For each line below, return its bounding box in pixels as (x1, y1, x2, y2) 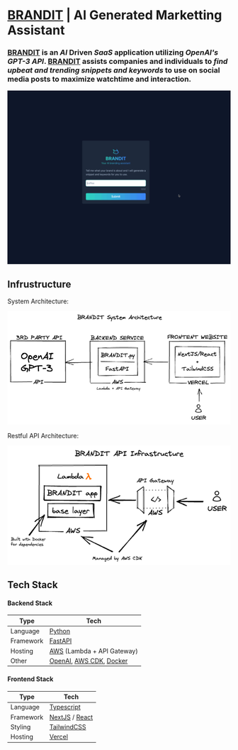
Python (49, 627, 71, 636)
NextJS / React (49, 712, 93, 721)
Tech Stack (7, 579, 58, 591)
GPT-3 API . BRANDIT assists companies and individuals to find (7, 57, 228, 67)
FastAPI (49, 636, 72, 646)
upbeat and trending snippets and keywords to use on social (7, 65, 220, 75)
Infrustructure (7, 278, 72, 290)
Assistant (7, 22, 65, 38)
